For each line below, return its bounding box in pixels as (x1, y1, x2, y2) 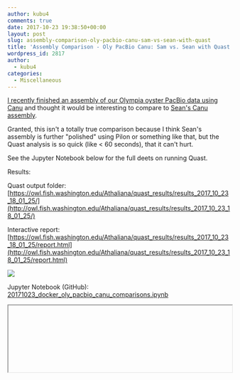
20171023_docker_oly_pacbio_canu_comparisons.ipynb (7, 290, 169, 299)
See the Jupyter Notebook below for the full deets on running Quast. (7, 154, 208, 162)
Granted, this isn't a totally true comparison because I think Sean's (7, 125, 202, 134)
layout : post (7, 30, 46, 38)
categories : (7, 70, 43, 77)
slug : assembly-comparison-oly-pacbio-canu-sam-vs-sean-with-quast (7, 37, 212, 44)
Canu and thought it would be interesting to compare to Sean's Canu (7, 104, 208, 112)
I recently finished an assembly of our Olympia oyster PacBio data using (7, 96, 218, 105)
